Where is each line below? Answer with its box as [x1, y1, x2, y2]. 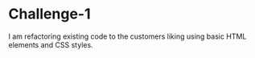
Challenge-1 [8, 5, 91, 23]
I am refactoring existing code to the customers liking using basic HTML [8, 31, 247, 41]
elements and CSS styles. [8, 39, 94, 49]
